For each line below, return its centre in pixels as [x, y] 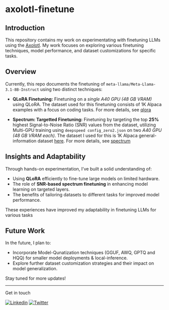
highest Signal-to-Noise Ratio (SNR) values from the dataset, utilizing [84, 125]
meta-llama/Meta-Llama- [131, 84]
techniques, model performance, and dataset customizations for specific [80, 51]
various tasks [19, 215]
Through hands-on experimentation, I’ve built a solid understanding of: [78, 169]
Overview [21, 72]
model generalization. [35, 269]
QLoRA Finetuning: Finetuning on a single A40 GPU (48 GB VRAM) [82, 99]
